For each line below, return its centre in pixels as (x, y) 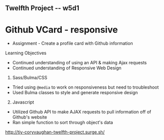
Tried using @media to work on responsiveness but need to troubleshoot (85, 87)
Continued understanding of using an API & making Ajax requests (80, 63)
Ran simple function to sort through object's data (63, 123)
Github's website (30, 117)
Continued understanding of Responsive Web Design (67, 68)
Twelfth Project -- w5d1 (42, 8)
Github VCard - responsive (62, 30)
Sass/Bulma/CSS (30, 78)
